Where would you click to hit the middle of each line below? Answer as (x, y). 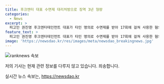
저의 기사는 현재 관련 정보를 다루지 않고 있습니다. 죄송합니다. (62, 66)
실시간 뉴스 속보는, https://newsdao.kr (42, 76)
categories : (17, 14)
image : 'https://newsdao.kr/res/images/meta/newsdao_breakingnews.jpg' (79, 41)
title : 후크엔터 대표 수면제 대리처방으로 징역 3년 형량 (54, 9)
